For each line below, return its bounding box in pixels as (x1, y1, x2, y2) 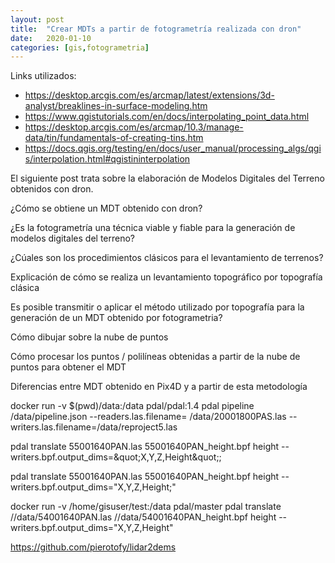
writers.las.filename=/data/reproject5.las (10, 421, 178, 433)
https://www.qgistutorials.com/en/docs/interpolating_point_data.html (24, 111, 310, 123)
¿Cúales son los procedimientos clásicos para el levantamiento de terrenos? (10, 252, 324, 264)
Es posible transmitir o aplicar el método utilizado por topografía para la (10, 301, 305, 313)
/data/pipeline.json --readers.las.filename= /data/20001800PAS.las (10, 411, 287, 423)
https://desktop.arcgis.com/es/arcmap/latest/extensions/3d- (24, 89, 275, 101)
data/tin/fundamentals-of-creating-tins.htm (24, 132, 204, 144)
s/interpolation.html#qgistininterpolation (24, 153, 191, 165)
